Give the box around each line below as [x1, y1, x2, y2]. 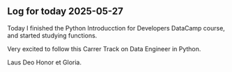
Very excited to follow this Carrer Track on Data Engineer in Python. [7, 44, 201, 53]
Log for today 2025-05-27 [7, 6, 123, 17]
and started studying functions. [7, 31, 98, 39]
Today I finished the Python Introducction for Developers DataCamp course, [7, 24, 225, 32]
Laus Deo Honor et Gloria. [7, 58, 82, 66]
